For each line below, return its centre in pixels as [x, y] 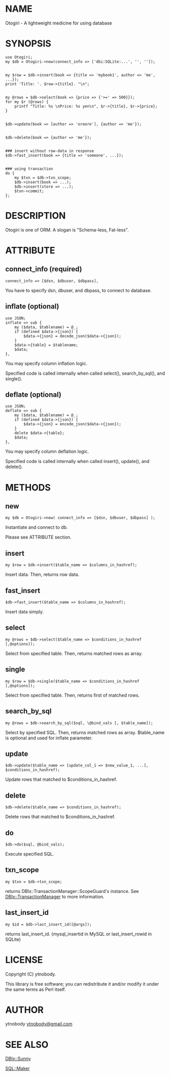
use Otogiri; [19, 57]
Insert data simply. [25, 612]
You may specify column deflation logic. [47, 451]
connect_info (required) [44, 269]
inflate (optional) [32, 306]
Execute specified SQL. [30, 854]
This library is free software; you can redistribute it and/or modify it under [82, 984]
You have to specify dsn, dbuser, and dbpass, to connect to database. [78, 290]
